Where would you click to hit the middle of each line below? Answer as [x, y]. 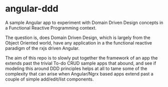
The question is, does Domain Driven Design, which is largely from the [78, 37]
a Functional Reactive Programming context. [51, 27]
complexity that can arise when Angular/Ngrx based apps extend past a [79, 73]
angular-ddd [32, 9]
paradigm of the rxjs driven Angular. [42, 48]
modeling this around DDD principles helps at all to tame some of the [76, 68]
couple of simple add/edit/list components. [50, 79]
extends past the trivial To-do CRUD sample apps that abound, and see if [81, 63]
